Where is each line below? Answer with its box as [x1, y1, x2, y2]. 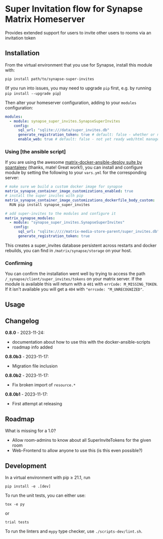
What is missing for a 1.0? [5, 428, 56, 434]
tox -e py [5, 502, 25, 507]
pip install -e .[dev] [5, 484, 51, 489]
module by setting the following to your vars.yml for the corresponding [5, 170, 147, 175]
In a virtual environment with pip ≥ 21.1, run [5, 475, 91, 481]
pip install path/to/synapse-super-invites [5, 76, 95, 81]
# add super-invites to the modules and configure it [5, 211, 116, 216]
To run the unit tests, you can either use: [5, 492, 86, 499]
